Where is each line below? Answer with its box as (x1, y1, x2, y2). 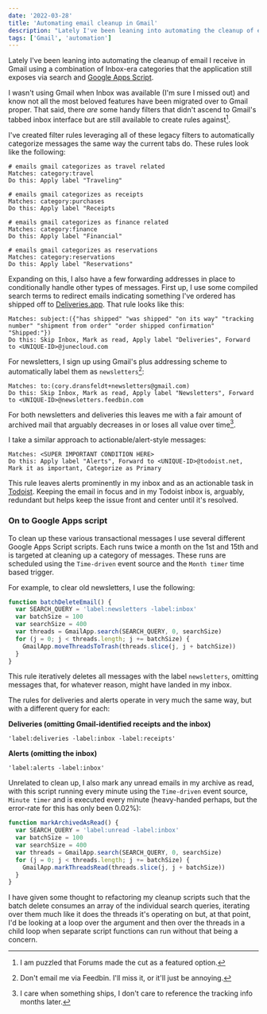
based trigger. (8, 567, 54, 577)
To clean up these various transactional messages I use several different (8, 533, 246, 542)
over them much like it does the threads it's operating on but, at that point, (8, 910, 251, 919)
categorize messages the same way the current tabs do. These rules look (8, 139, 249, 148)
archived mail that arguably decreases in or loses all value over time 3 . (8, 418, 236, 429)
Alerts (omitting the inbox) (8, 749, 98, 758)
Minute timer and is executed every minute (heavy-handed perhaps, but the (8, 795, 257, 805)
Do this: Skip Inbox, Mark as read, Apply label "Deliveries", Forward (8, 335, 250, 343)
